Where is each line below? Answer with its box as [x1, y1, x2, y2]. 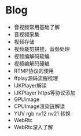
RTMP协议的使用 [13, 67, 54, 74]
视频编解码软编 [13, 53, 50, 60]
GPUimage [13, 96, 40, 103]
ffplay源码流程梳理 [13, 74, 58, 82]
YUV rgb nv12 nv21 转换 [13, 110, 71, 117]
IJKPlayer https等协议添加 [13, 89, 76, 96]
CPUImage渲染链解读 [13, 103, 65, 110]
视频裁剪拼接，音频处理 [13, 45, 70, 53]
